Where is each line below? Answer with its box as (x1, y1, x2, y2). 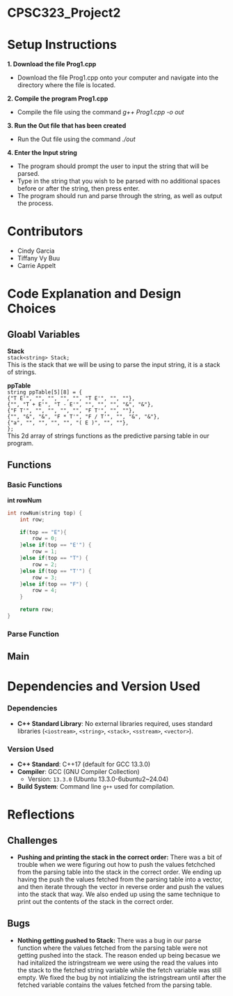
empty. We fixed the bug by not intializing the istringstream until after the (17, 973, 227, 981)
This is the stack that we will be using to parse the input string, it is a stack (7, 361, 220, 369)
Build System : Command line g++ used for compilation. (17, 782, 175, 790)
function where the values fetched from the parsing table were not (17, 944, 208, 952)
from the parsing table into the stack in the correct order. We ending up (17, 868, 222, 876)
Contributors (7, 223, 83, 239)
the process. (17, 199, 54, 207)
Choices (7, 301, 56, 317)
